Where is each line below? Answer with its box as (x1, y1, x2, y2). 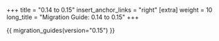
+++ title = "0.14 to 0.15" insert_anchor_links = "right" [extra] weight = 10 (6, 6, 213, 14)
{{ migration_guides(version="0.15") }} (6, 27, 115, 34)
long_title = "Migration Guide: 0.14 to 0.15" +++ (6, 13, 140, 21)
